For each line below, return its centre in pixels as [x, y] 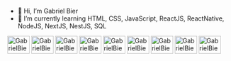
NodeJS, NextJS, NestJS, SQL [62, 26]
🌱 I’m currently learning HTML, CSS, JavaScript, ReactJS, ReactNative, [121, 18]
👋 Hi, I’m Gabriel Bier [48, 11]
